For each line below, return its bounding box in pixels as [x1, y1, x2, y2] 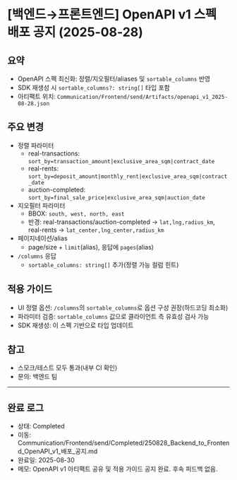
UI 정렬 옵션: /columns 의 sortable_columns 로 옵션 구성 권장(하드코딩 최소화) [17, 303, 229, 312]
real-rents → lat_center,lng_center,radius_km [28, 226, 164, 234]
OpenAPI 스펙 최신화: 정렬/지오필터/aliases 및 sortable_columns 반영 [17, 75, 210, 83]
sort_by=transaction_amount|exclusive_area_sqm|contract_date [28, 158, 215, 165]
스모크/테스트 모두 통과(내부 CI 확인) [17, 363, 118, 372]
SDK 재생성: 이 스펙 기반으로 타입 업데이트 [17, 321, 134, 329]
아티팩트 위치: [17, 93, 56, 100]
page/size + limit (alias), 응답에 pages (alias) [28, 242, 154, 251]
